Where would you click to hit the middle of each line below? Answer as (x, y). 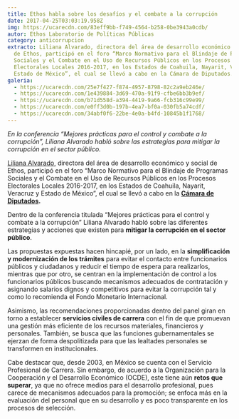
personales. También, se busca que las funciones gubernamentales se (111, 333)
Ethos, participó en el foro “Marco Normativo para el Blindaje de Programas (118, 170)
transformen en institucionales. (53, 348)
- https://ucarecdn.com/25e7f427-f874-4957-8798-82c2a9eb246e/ (109, 87)
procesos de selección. (42, 408)
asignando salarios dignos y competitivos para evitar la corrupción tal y (112, 289)
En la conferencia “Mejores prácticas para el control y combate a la (107, 133)
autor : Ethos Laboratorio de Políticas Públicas (81, 34)
